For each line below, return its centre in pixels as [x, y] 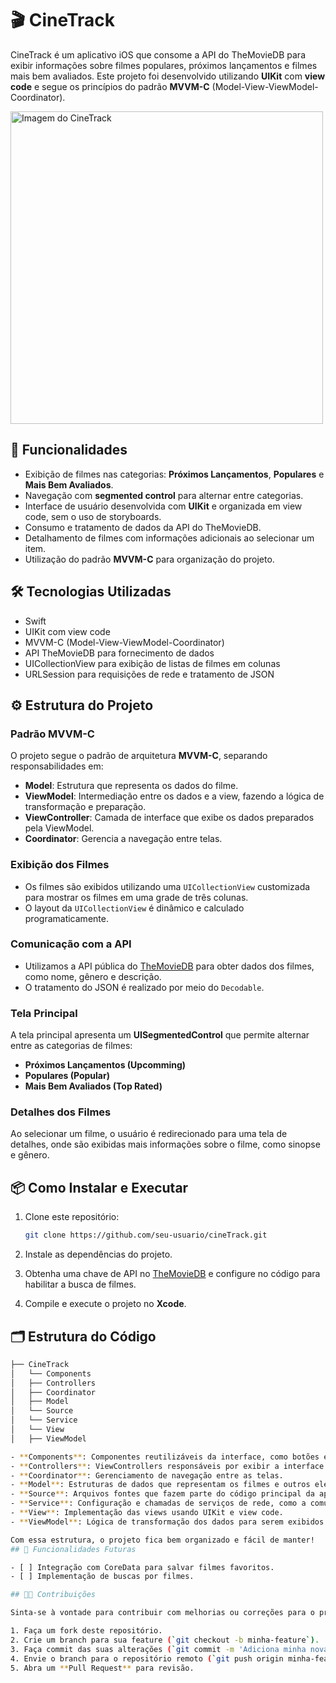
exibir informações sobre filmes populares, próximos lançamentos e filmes [164, 65]
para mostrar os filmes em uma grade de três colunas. [136, 897]
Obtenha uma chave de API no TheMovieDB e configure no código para [172, 1274]
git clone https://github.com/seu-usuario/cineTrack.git [146, 1235]
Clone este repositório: [72, 1217]
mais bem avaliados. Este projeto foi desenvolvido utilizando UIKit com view [168, 76]
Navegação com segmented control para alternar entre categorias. [164, 495]
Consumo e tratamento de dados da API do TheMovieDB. [143, 527]
